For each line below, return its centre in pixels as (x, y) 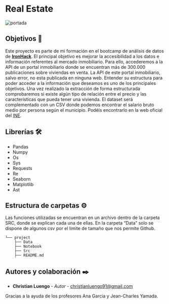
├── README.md (29, 255)
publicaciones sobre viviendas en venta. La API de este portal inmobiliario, (83, 72)
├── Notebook (28, 247)
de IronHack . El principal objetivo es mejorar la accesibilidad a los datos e (82, 56)
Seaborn (22, 179)
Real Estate (29, 9)
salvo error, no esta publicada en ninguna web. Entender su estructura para (84, 78)
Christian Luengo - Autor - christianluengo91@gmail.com (73, 286)
